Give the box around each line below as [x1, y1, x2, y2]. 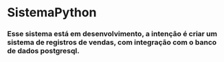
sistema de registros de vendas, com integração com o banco [7, 37, 217, 47]
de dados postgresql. [7, 46, 80, 56]
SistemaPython [7, 5, 97, 20]
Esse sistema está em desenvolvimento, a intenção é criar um [7, 29, 218, 39]
